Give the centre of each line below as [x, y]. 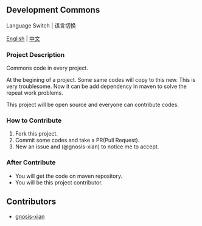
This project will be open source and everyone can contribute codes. [93, 105]
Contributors [31, 202]
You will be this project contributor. [59, 182]
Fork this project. [36, 134]
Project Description [36, 54]
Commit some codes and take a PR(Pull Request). [77, 140]
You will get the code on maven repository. [69, 176]
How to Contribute [34, 120]
